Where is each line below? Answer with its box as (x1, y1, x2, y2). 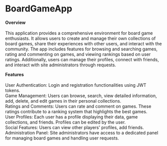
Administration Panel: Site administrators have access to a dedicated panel (5, 130, 159, 136)
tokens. (5, 87, 21, 93)
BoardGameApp (5, 3, 73, 14)
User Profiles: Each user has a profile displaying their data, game (5, 114, 138, 120)
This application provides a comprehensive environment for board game (5, 30, 153, 36)
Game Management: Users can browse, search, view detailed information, (5, 93, 158, 99)
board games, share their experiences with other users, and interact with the (5, 40, 162, 46)
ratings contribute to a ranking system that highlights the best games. (5, 108, 148, 115)
